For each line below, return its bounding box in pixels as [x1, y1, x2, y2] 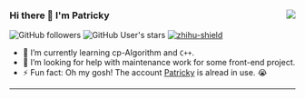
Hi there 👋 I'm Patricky [9, 9, 111, 22]
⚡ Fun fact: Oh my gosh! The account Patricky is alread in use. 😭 [22, 67, 268, 78]
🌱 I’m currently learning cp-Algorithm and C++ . [22, 47, 195, 58]
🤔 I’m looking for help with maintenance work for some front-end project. [22, 57, 296, 68]
